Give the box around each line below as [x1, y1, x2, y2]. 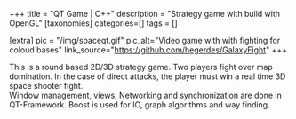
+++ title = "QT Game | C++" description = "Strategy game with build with [9, 9, 281, 19]
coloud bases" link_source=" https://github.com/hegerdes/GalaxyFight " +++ [9, 44, 287, 55]
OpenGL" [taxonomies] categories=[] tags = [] [9, 18, 178, 28]
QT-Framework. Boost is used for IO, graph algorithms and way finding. [9, 99, 270, 110]
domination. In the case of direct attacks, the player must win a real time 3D [9, 71, 286, 82]
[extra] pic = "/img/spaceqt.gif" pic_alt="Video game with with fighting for [9, 36, 281, 45]
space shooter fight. [9, 81, 84, 91]
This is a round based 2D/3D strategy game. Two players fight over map [9, 62, 273, 72]
